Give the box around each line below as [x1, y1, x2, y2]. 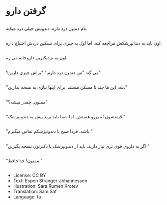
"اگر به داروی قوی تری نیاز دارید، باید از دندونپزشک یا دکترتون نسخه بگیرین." [6, 143, 150, 149]
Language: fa [13, 194, 41, 200]
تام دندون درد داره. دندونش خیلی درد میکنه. [6, 25, 88, 31]
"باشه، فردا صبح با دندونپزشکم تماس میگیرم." [6, 128, 93, 134]
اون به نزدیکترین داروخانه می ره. [6, 55, 68, 61]
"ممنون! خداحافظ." [6, 158, 43, 164]
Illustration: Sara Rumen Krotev [13, 183, 78, 189]
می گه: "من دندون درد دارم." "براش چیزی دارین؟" [6, 69, 101, 76]
